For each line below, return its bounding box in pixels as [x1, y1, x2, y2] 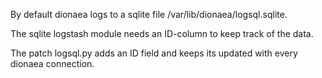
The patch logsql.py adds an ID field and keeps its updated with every [10, 47, 298, 59]
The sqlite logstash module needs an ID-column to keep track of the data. [10, 28, 314, 39]
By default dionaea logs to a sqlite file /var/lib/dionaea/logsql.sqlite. [10, 9, 288, 20]
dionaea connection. [10, 58, 95, 69]
